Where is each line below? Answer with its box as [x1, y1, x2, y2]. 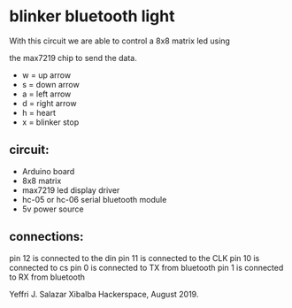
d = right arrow [21, 97, 77, 108]
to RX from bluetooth [9, 272, 86, 282]
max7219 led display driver [21, 184, 120, 196]
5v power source [21, 204, 84, 214]
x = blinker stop [21, 117, 80, 127]
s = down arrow [21, 79, 80, 89]
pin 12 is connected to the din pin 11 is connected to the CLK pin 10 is [9, 252, 260, 263]
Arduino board [21, 166, 75, 176]
